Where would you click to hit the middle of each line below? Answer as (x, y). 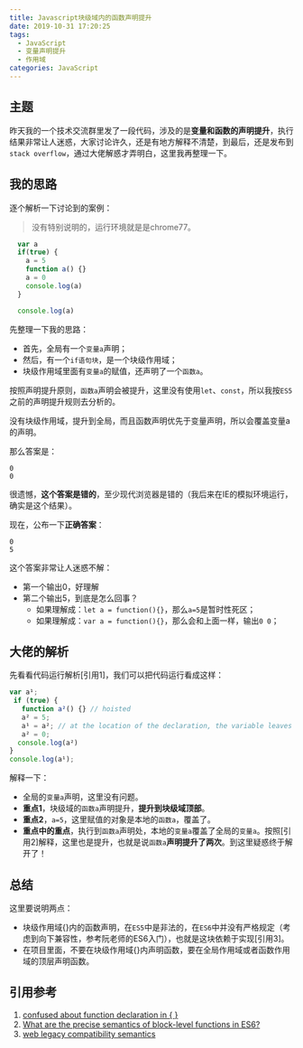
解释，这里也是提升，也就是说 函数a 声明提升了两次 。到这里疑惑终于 (162, 842)
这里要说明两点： (41, 908)
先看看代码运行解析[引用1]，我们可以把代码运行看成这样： (116, 675)
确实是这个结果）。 (43, 505)
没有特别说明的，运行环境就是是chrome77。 (114, 227)
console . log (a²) (48, 743)
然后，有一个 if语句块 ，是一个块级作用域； (100, 360)
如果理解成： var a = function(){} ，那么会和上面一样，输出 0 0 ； (157, 621)
